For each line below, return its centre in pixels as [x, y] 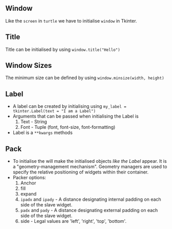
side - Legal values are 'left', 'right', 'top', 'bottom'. [73, 221]
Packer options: [29, 178]
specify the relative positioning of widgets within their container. [81, 172]
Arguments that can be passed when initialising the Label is [75, 116]
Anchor [28, 183]
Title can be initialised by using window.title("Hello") [63, 49]
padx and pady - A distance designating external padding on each [89, 211]
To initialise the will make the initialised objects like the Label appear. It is [90, 161]
